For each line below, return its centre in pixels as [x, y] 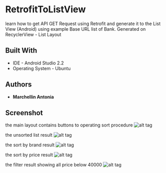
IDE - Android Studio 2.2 [38, 63]
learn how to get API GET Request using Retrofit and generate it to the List [83, 24]
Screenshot [24, 113]
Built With [21, 50]
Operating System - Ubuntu [41, 68]
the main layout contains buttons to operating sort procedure [69, 125]
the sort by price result [29, 155]
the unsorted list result [29, 135]
